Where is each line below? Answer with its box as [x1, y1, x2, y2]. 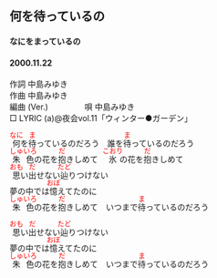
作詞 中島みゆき [9, 78, 68, 89]
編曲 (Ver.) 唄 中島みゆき [9, 101, 135, 112]
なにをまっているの [9, 36, 81, 46]
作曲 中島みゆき [9, 90, 68, 101]
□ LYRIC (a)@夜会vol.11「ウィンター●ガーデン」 [9, 113, 193, 124]
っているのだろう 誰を [36, 138, 124, 149]
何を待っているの [9, 8, 105, 25]
